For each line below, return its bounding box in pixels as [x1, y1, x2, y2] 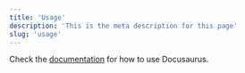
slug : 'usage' [9, 29, 63, 38]
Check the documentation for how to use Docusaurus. [9, 54, 209, 65]
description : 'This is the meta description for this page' [9, 21, 239, 30]
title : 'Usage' [9, 12, 66, 22]
